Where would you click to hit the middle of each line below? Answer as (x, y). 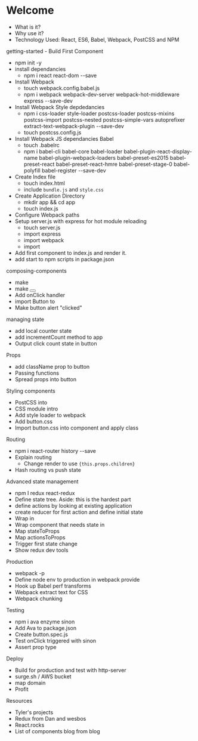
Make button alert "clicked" (48, 307)
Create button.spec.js (41, 634)
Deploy (15, 658)
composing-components (36, 271)
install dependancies (40, 69)
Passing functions (37, 373)
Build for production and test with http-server (70, 670)
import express (42, 234)
